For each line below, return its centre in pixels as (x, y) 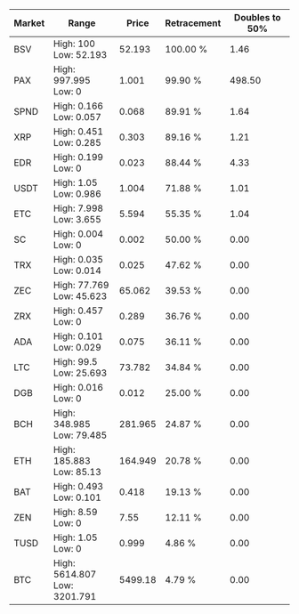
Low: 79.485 (80, 435)
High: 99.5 (75, 362)
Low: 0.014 (77, 271)
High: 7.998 (78, 208)
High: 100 (74, 44)
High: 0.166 (78, 106)
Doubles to (258, 17)
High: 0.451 (78, 131)
